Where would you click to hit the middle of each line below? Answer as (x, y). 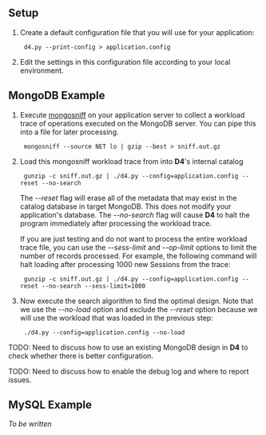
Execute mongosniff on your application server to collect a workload (132, 114)
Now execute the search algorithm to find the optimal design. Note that (137, 301)
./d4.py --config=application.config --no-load (104, 332)
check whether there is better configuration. (81, 356)
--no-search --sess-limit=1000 (93, 286)
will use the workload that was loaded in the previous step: (116, 317)
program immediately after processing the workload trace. (115, 223)
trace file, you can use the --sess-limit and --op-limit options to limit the (138, 247)
